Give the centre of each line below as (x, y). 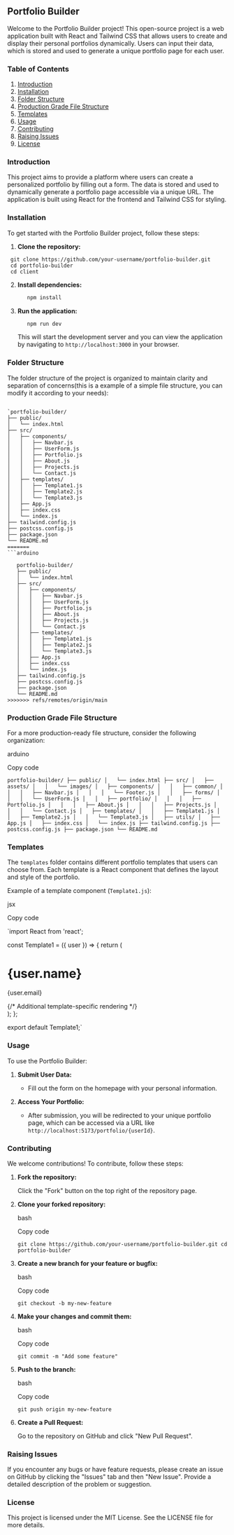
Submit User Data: (44, 1074)
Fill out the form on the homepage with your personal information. (123, 1088)
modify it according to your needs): (58, 393)
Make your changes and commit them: (74, 1316)
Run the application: (47, 311)
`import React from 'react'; (45, 932)
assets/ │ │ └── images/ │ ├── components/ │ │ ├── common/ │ (115, 787)
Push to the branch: (46, 1369)
